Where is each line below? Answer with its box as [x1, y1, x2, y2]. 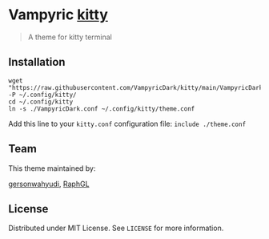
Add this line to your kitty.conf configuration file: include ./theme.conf [8, 119, 247, 128]
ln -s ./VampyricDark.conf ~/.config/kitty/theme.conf [8, 104, 195, 113]
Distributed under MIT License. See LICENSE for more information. [8, 223, 224, 233]
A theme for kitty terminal [27, 32, 112, 42]
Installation [8, 55, 66, 69]
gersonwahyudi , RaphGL [8, 179, 90, 188]
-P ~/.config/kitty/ [8, 91, 78, 99]
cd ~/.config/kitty [8, 98, 74, 106]
